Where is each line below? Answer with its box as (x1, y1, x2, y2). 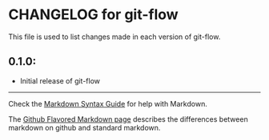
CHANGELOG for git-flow (8, 6, 179, 24)
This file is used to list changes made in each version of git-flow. (8, 32, 221, 41)
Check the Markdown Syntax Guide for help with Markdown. (8, 99, 208, 108)
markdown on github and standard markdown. (8, 122, 161, 132)
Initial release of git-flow (19, 76, 101, 85)
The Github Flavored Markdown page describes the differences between (8, 114, 248, 124)
